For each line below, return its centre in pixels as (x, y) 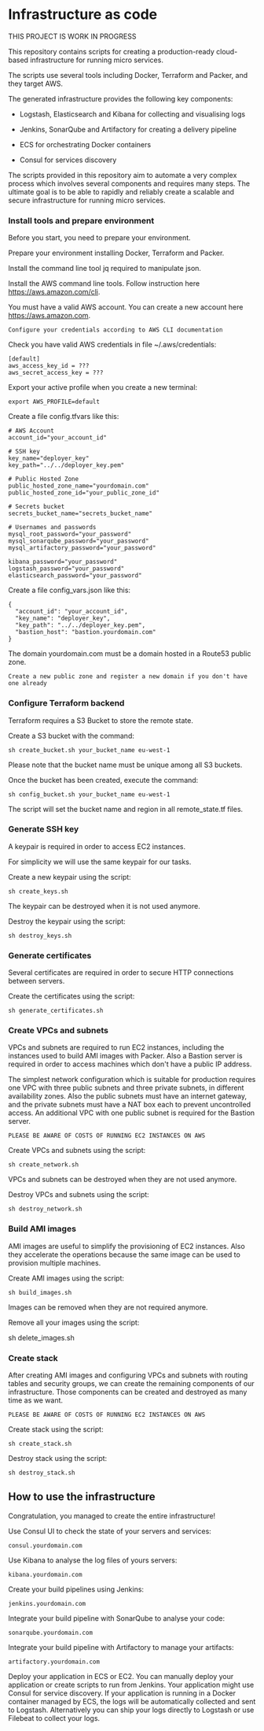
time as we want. (36, 1400)
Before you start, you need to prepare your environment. (99, 238)
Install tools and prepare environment (81, 221)
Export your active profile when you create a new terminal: (103, 387)
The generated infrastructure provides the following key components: (121, 98)
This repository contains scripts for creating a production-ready (111, 51)
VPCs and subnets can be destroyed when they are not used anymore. (123, 1180)
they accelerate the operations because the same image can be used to (125, 1255)
